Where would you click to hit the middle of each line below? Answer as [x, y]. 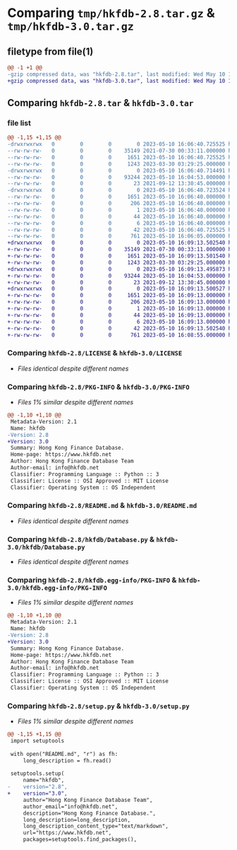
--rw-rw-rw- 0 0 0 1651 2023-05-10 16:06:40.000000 [116, 197]
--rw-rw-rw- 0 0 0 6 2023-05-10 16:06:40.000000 [116, 223]
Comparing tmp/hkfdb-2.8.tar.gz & [111, 13]
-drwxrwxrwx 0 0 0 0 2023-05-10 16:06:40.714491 [116, 170]
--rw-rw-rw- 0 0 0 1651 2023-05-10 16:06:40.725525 [116, 157]
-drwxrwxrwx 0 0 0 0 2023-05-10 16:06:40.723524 [116, 190]
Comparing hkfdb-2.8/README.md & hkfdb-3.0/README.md [102, 506]
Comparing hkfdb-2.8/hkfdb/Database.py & [81, 539]
